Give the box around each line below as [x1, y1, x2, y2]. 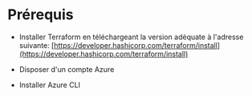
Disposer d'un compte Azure [18, 64, 115, 74]
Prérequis [7, 6, 74, 24]
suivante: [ [18, 40, 55, 50]
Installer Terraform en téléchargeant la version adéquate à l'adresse [18, 32, 244, 42]
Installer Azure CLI [18, 80, 81, 90]
